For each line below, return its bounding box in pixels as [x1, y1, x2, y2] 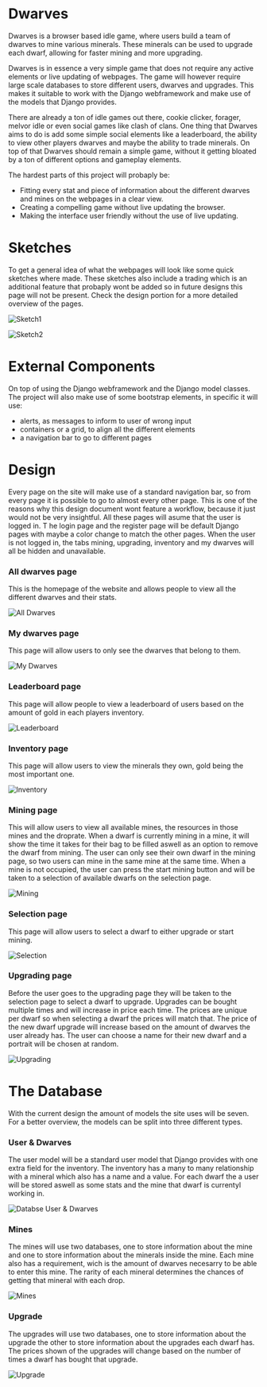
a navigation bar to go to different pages [19, 432, 153, 442]
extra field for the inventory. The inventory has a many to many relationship [8, 1164, 254, 1173]
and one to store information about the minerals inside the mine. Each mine [8, 1250, 254, 1260]
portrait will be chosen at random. [8, 1039, 119, 1048]
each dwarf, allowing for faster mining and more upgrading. [8, 48, 203, 57]
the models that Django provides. [8, 97, 117, 107]
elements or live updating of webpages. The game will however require [8, 72, 241, 81]
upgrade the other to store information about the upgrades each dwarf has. [8, 1337, 255, 1347]
